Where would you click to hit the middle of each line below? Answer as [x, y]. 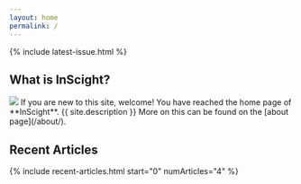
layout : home [34, 18]
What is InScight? [60, 79]
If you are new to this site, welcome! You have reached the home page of [156, 102]
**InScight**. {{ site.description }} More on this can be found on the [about [149, 112]
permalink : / [34, 26]
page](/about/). [38, 121]
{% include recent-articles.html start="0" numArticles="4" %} [124, 171]
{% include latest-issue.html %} [68, 51]
